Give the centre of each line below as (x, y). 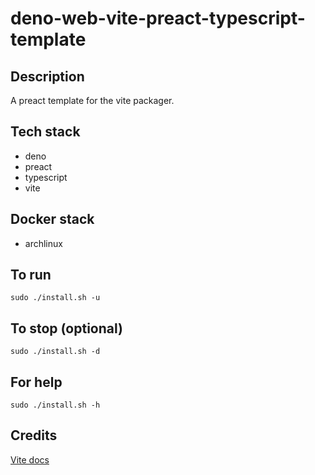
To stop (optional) (66, 328)
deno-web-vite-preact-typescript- (158, 18)
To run (31, 275)
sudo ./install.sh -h (55, 405)
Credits (34, 435)
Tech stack (45, 132)
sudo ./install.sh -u (55, 298)
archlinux (43, 243)
